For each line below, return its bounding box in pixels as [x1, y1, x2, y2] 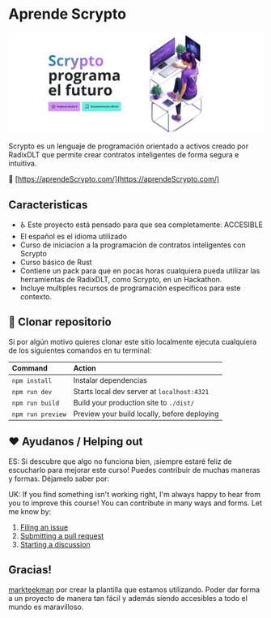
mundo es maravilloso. [8, 602, 84, 612]
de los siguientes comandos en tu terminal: [8, 345, 152, 355]
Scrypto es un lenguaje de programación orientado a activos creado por [8, 141, 249, 151]
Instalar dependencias [73, 375, 147, 385]
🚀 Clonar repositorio [8, 315, 112, 329]
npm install [11, 376, 53, 385]
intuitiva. [8, 159, 37, 169]
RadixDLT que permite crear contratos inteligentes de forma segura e [8, 150, 239, 160]
